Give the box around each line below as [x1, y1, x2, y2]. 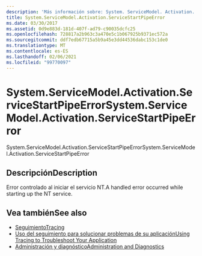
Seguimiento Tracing [14, 224, 65, 231]
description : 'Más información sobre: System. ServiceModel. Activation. [6, 8, 195, 15]
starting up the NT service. [6, 190, 73, 197]
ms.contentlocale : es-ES [6, 48, 69, 54]
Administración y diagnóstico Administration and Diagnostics [14, 243, 164, 251]
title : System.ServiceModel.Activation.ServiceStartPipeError [6, 14, 165, 21]
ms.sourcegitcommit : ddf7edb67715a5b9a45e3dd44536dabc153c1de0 [6, 37, 168, 43]
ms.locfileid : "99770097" [6, 59, 71, 65]
